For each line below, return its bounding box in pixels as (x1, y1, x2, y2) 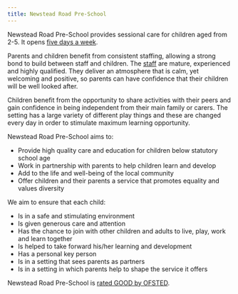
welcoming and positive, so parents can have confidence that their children (7, 74, 229, 83)
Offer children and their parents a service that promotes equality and (17, 176, 219, 185)
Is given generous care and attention (17, 219, 126, 228)
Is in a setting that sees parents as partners (17, 257, 145, 265)
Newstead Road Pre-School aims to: (7, 132, 114, 141)
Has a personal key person (17, 249, 97, 258)
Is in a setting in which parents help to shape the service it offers (17, 265, 208, 273)
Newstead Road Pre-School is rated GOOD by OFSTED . (7, 278, 170, 287)
